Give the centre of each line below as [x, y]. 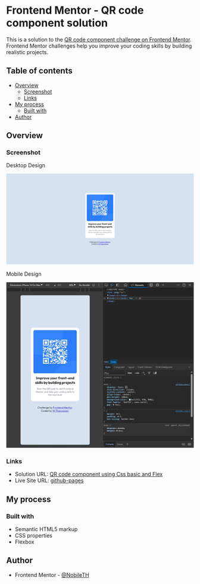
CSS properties [33, 535]
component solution [57, 23]
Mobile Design [24, 274]
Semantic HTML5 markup [46, 529]
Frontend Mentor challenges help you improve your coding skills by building [99, 46]
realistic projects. [27, 52]
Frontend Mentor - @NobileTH [52, 574]
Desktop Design [26, 165]
